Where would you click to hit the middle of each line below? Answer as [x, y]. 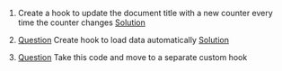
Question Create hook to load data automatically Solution [123, 40]
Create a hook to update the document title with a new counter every [145, 13]
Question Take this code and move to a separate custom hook [132, 57]
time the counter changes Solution [82, 22]
